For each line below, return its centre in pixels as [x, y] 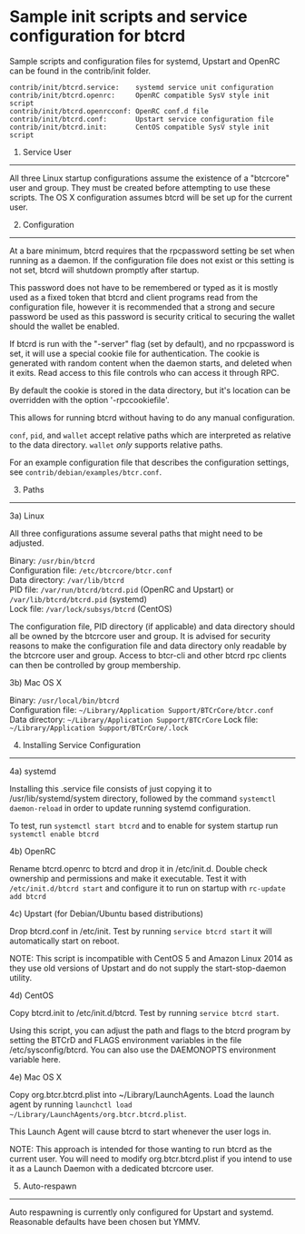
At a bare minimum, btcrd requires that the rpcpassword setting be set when [152, 251]
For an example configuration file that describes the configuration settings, [149, 462]
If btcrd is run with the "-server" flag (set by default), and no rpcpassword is [152, 343]
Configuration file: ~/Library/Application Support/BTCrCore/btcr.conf [142, 709]
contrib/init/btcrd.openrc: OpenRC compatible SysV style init [140, 95]
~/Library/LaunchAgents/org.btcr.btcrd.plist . [98, 1113]
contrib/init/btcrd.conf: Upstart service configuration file [142, 119]
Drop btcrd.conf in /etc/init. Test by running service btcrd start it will [141, 931]
